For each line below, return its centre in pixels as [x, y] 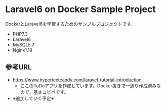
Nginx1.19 [23, 50]
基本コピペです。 [51, 92]
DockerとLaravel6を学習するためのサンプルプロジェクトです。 [70, 24]
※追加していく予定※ [33, 98]
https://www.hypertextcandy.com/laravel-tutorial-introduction [77, 80]
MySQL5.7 [23, 44]
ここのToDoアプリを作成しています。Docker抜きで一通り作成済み [88, 86]
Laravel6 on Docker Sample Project [80, 9]
